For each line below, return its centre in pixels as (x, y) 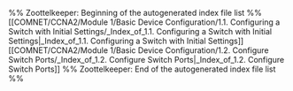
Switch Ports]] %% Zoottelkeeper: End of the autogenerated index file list (142, 69)
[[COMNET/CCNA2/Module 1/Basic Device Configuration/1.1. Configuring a (144, 22)
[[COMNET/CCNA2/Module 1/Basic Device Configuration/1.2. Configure (139, 50)
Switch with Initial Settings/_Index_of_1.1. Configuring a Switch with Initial (140, 31)
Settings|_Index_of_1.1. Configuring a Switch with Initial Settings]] (126, 41)
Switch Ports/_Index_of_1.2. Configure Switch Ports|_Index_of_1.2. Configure (146, 60)
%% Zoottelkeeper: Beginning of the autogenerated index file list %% (135, 13)
